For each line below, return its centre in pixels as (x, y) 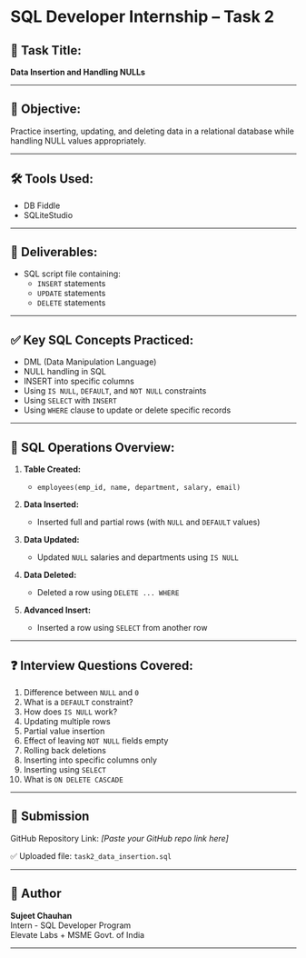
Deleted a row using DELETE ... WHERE (108, 593)
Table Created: (52, 469)
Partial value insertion (64, 731)
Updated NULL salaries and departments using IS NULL (138, 557)
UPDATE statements (71, 294)
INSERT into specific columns (79, 381)
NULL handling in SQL (65, 372)
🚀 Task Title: (46, 50)
